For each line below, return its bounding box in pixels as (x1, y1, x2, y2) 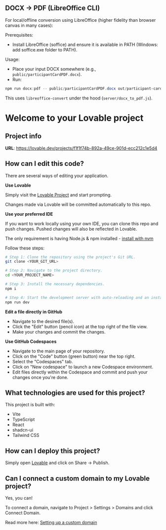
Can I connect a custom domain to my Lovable (5, 474, 150, 482)
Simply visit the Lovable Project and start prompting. (5, 192, 112, 197)
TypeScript (12, 417, 35, 423)
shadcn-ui (12, 427, 34, 433)
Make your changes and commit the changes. (12, 329, 106, 335)
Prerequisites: (5, 32, 34, 38)
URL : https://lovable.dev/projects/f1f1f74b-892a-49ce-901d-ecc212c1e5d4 (5, 145, 158, 151)
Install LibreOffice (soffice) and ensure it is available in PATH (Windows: (12, 42, 158, 48)
